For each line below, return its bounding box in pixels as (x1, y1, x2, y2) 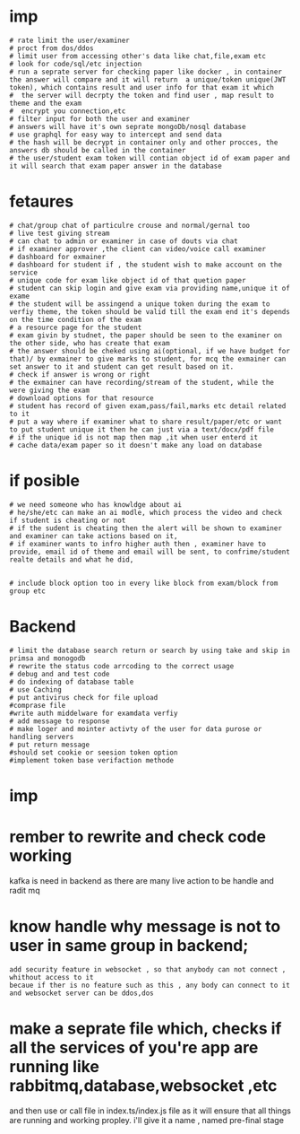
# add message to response (9, 716, 110, 726)
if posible (9, 471, 81, 491)
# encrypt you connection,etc (9, 106, 126, 116)
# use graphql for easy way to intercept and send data (9, 130, 222, 139)
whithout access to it (9, 973, 94, 981)
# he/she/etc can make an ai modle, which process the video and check (9, 508, 282, 517)
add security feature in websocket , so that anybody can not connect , (9, 964, 287, 974)
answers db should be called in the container (9, 145, 186, 154)
